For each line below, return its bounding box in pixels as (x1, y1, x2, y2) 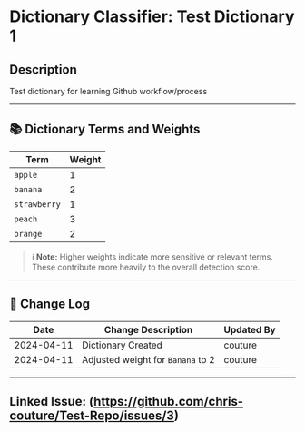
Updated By (223, 323, 276, 336)
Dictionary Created (81, 339, 163, 351)
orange (14, 229, 43, 239)
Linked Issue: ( (9, 394, 94, 409)
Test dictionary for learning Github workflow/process (9, 86, 208, 96)
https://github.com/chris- (93, 394, 243, 409)
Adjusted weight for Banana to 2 (81, 353, 215, 366)
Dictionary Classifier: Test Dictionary (9, 6, 295, 27)
